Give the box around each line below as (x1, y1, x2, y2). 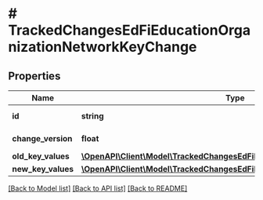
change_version (12, 133, 73, 144)
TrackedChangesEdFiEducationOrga (8, 21, 251, 39)
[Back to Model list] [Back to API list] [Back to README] (8, 184, 188, 193)
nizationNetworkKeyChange (8, 38, 197, 56)
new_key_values (12, 164, 74, 174)
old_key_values (12, 151, 70, 162)
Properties (8, 69, 61, 82)
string (81, 111, 104, 122)
